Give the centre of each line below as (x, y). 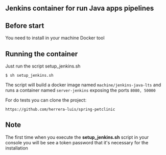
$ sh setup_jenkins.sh (29, 76)
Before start (25, 26)
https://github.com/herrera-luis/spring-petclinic (60, 110)
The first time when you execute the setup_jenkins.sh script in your (77, 137)
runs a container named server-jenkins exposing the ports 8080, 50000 (80, 90)
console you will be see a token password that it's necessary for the (77, 142)
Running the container (42, 54)
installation (17, 148)
